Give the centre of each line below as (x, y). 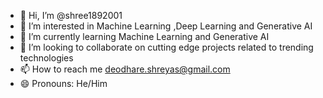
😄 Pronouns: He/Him (63, 83)
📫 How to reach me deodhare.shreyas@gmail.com (125, 69)
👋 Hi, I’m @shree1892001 (71, 15)
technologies (46, 58)
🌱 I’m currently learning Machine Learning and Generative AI (144, 36)
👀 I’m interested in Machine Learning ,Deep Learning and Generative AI (166, 26)
